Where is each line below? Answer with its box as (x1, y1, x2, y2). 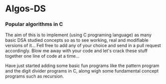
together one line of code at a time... (5, 53, 80, 59)
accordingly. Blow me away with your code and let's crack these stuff (5, 48, 148, 54)
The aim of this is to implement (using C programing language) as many (5, 32, 152, 38)
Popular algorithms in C (5, 21, 63, 28)
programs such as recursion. (5, 73, 64, 80)
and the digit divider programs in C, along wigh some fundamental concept (5, 68, 159, 74)
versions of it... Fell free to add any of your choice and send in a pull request (5, 43, 162, 49)
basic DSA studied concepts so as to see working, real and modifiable (5, 37, 149, 43)
